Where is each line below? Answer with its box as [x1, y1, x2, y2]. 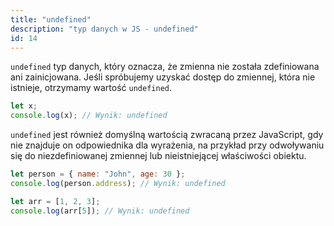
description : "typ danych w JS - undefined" [10, 24, 199, 34]
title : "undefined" [10, 14, 92, 25]
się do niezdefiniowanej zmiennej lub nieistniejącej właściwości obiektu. [10, 150, 307, 162]
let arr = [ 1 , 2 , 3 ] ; [10, 196, 101, 206]
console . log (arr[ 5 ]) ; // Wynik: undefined [10, 206, 190, 216]
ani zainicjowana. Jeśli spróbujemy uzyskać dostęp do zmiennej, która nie [10, 71, 316, 83]
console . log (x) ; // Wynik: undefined [10, 111, 168, 121]
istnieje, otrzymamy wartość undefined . [10, 82, 172, 94]
